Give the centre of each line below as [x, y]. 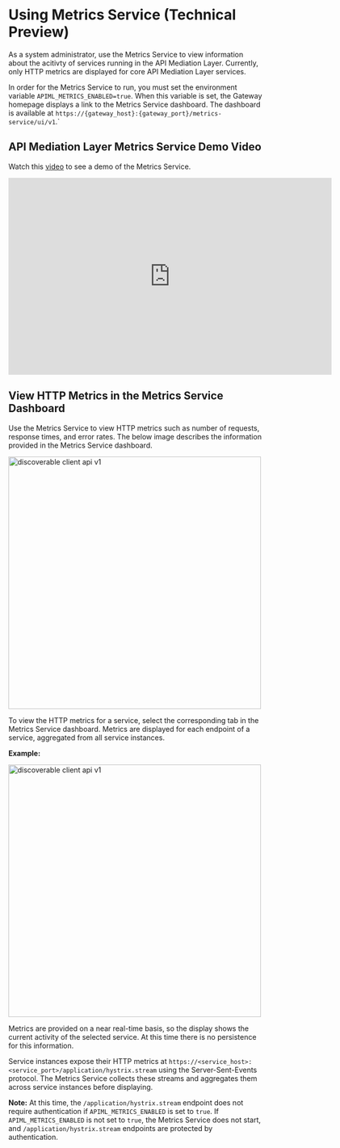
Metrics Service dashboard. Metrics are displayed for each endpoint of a [129, 729]
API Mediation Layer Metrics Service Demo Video [135, 147]
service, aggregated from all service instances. [87, 738]
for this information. [41, 1045]
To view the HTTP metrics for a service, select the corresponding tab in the [134, 720]
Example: [25, 753]
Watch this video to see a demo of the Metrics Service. [100, 166]
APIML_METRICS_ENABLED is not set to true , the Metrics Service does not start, [134, 1120]
